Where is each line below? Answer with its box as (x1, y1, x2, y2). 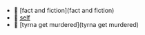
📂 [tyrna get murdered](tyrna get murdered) (13, 21, 139, 28)
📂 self (13, 13, 31, 22)
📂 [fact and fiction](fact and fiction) (13, 7, 115, 14)
